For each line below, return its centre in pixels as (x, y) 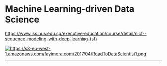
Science (22, 20)
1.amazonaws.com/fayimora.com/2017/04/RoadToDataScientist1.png (76, 54)
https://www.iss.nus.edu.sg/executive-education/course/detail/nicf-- (76, 33)
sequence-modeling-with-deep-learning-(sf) (51, 39)
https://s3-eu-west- (30, 48)
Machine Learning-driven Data (70, 9)
